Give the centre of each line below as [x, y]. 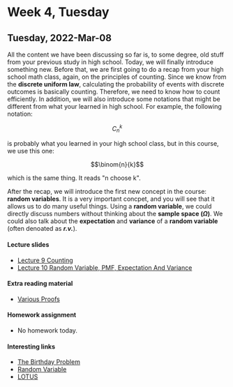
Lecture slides [28, 245]
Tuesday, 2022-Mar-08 [59, 38]
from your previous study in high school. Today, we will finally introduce [111, 62]
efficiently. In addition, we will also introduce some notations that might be [114, 99]
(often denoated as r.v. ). [42, 229]
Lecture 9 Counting [45, 260]
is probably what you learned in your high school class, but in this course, [113, 144]
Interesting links [31, 347]
